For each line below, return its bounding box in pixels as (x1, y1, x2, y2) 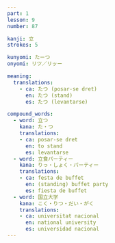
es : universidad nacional (25, 226, 99, 233)
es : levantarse (25, 149, 69, 156)
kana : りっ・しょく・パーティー (19, 162, 99, 169)
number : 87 (7, 23, 38, 30)
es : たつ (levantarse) (25, 98, 88, 105)
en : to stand (25, 142, 63, 150)
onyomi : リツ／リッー (7, 60, 63, 67)
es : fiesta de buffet (25, 187, 88, 194)
